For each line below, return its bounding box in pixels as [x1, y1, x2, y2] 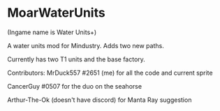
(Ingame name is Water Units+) [7, 28, 97, 36]
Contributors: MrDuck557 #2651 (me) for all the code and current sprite [7, 68, 213, 77]
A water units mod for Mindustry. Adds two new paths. [7, 41, 164, 50]
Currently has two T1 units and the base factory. [7, 54, 145, 64]
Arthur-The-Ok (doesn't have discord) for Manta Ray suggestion [7, 96, 192, 104]
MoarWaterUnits [7, 5, 106, 21]
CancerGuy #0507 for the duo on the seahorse [7, 82, 142, 90]
